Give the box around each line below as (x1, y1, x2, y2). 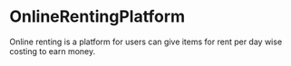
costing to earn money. (9, 45, 96, 56)
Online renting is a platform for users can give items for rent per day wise (9, 36, 283, 47)
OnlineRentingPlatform (9, 6, 186, 27)
